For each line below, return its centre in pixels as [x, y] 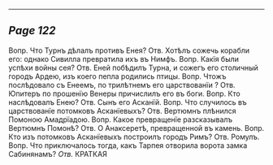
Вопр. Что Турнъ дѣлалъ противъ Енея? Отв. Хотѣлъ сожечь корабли [129, 50]
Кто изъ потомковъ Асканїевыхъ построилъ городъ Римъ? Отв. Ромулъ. [134, 137]
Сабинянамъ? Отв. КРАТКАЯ [58, 154]
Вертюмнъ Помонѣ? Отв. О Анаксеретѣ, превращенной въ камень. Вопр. [136, 128]
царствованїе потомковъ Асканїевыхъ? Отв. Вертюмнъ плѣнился [123, 111]
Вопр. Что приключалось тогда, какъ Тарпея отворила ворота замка [128, 145]
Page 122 [32, 30]
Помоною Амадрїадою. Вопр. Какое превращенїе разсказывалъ [121, 119]
